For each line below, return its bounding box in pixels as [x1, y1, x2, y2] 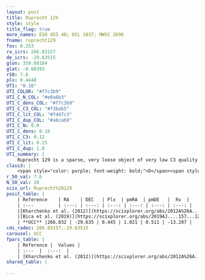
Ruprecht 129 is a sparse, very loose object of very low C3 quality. [17, 157, 201, 163]
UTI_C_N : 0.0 [6, 123, 40, 129]
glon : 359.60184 [6, 60, 48, 66]
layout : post [6, 9, 40, 15]
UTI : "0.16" [6, 83, 37, 89]
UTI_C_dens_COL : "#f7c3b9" [6, 100, 75, 106]
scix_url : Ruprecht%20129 [6, 185, 72, 191]
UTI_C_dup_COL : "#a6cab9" [6, 117, 72, 123]
